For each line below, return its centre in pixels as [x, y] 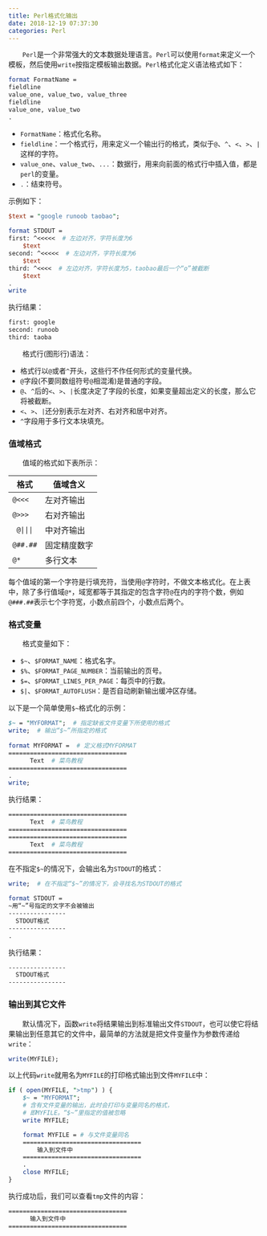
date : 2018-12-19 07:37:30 [53, 23]
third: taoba [30, 338]
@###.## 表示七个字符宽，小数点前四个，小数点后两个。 [98, 602]
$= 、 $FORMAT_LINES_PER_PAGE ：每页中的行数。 [95, 681]
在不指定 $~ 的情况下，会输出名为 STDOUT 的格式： [86, 868]
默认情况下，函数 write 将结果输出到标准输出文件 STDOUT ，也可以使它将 [137, 1023]
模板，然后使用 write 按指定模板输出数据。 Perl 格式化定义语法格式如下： [126, 64]
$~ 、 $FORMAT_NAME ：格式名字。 [70, 661]
